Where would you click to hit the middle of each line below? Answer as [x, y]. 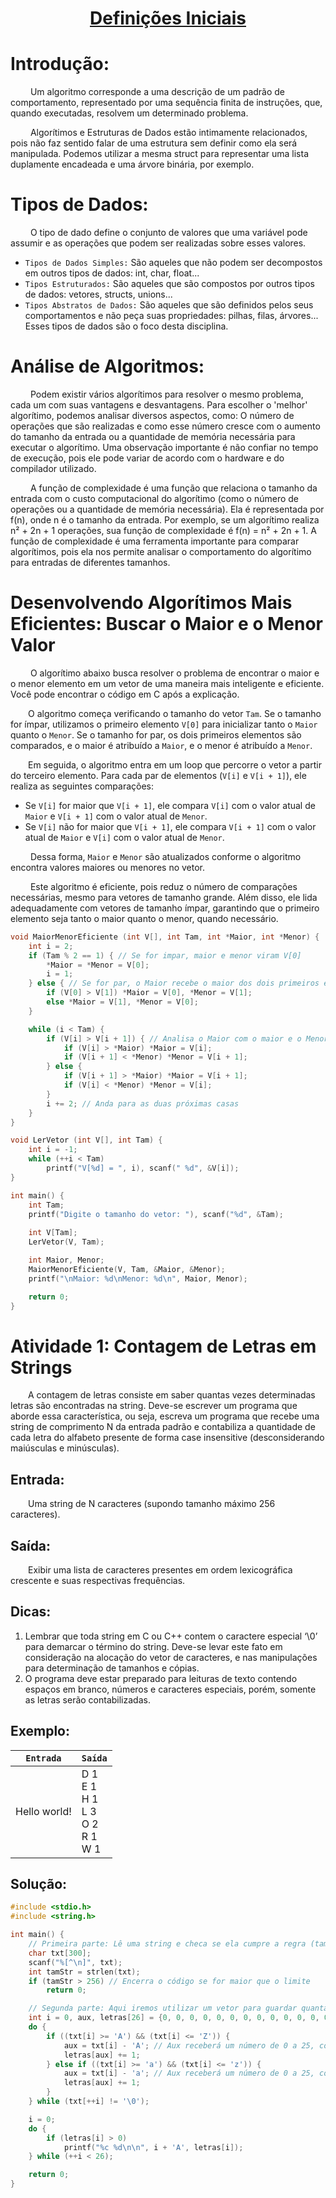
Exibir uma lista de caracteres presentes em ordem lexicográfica [160, 1570]
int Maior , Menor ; [66, 1260]
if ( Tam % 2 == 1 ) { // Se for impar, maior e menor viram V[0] [165, 955]
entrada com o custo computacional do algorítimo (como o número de [154, 498]
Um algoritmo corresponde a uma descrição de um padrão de [157, 92]
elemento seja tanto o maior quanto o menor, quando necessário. [144, 918]
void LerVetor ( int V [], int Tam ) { [86, 1140]
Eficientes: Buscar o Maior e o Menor [166, 624]
